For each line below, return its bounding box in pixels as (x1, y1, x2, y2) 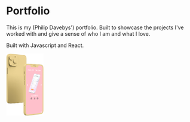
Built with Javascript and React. (6, 42, 84, 49)
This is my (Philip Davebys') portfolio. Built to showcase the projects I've (6, 24, 184, 31)
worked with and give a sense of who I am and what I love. (6, 30, 151, 37)
